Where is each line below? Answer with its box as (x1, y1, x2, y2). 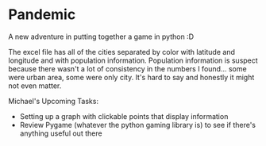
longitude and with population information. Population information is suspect (8, 56, 258, 65)
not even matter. (8, 81, 62, 90)
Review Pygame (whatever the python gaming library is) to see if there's (19, 120, 256, 129)
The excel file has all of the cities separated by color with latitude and (8, 47, 236, 56)
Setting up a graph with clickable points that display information (19, 111, 229, 121)
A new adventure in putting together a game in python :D (8, 32, 195, 41)
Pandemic (8, 6, 76, 24)
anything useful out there (19, 129, 102, 138)
